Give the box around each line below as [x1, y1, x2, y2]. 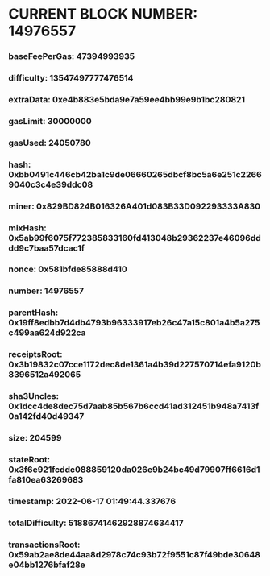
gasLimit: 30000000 [8, 115, 93, 126]
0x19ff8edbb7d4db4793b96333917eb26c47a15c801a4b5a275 [8, 317, 260, 329]
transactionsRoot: [8, 539, 81, 550]
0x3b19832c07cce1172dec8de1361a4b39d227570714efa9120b [8, 359, 262, 371]
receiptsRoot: [8, 349, 63, 360]
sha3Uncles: [8, 391, 59, 402]
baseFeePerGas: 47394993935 [8, 51, 135, 62]
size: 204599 [8, 433, 62, 444]
